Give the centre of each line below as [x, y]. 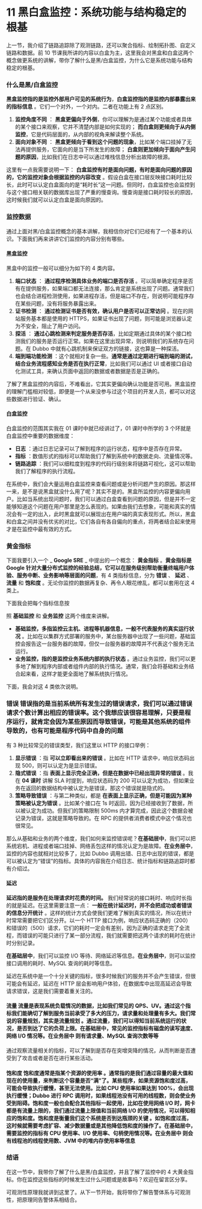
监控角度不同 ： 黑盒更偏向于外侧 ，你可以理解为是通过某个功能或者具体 [103, 119]
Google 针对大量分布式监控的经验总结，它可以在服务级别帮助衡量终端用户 [98, 568]
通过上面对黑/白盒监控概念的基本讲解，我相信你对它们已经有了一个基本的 [97, 231]
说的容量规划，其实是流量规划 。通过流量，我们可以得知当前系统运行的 [94, 1021]
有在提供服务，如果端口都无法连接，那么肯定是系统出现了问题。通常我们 [104, 288]
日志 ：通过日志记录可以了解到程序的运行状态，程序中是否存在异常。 [100, 448]
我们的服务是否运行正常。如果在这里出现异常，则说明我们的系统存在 [105, 341]
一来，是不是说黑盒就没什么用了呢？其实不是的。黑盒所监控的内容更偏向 [96, 491]
